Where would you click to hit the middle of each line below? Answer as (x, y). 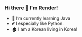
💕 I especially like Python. (38, 23)
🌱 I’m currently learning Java (41, 18)
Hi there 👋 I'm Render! (31, 8)
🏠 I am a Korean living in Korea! (44, 29)
